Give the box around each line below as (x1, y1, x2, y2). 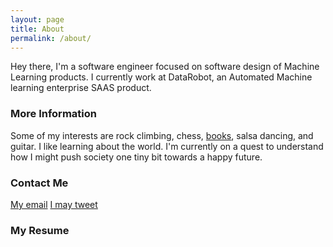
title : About (10, 24, 65, 34)
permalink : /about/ (10, 33, 92, 43)
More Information (10, 107, 97, 121)
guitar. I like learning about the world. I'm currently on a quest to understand (10, 140, 324, 152)
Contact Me (10, 176, 69, 190)
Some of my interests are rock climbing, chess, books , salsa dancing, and (10, 129, 314, 141)
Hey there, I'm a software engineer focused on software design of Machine (10, 61, 320, 73)
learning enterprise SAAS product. (10, 82, 152, 94)
